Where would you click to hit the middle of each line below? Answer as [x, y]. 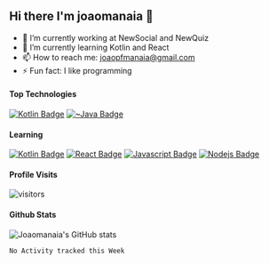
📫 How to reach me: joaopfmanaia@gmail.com [108, 57]
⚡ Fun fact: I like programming [77, 70]
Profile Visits [33, 174]
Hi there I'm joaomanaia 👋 [81, 16]
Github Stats [33, 215]
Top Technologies [43, 94]
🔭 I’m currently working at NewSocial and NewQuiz [115, 37]
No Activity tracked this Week [67, 251]
